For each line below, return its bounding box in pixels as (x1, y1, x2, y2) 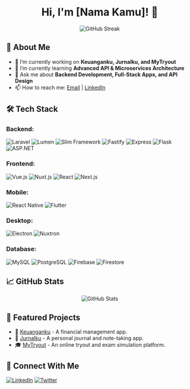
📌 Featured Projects (6, 312, 81, 322)
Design (14, 77, 33, 84)
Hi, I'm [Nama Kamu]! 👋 (41, 5, 159, 19)
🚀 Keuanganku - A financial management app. (14, 328, 128, 335)
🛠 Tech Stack (6, 104, 58, 114)
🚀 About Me (6, 42, 50, 52)
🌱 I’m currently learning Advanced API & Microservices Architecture (14, 64, 185, 71)
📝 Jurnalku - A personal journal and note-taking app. (14, 335, 144, 342)
